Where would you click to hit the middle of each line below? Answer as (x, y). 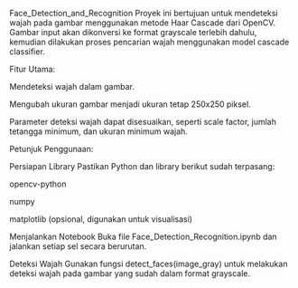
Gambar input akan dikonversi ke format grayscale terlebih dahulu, (133, 32)
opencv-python (38, 184)
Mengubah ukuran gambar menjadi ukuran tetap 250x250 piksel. (130, 104)
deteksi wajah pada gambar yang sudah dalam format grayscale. (130, 274)
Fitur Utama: (33, 69)
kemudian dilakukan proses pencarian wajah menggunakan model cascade (149, 42)
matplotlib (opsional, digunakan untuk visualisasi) (101, 219)
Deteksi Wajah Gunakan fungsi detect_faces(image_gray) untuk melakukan (149, 264)
